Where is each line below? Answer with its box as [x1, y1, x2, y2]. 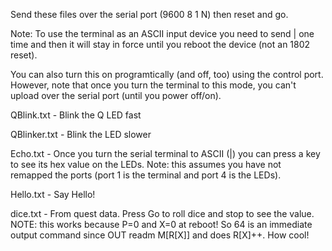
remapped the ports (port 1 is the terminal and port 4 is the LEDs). [10, 169, 282, 181]
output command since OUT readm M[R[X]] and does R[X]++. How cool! [10, 229, 310, 241]
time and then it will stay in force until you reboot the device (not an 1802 [10, 39, 311, 50]
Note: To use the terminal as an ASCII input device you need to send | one [10, 28, 315, 39]
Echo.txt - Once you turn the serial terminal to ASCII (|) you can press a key [10, 148, 321, 159]
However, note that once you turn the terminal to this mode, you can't [10, 79, 297, 91]
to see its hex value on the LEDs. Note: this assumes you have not [10, 159, 282, 170]
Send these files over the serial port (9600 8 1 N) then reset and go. [10, 9, 289, 20]
